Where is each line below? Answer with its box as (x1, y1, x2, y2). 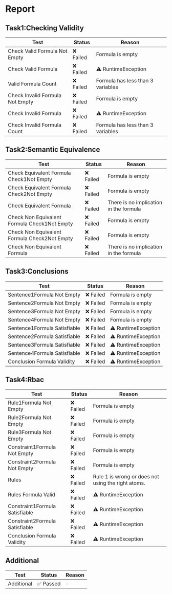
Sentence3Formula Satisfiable (8, 341, 80, 348)
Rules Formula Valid (8, 491, 55, 498)
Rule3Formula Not (8, 429, 52, 436)
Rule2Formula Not (8, 414, 52, 421)
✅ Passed (37, 580, 61, 587)
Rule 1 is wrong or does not (93, 473, 160, 480)
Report (5, 3, 35, 15)
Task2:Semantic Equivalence (5, 145, 100, 154)
